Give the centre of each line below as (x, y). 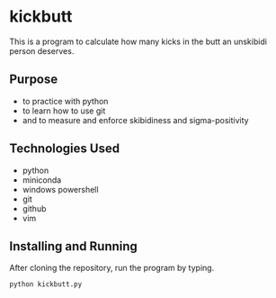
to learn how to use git (64, 111)
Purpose (34, 80)
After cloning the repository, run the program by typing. (112, 268)
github (34, 208)
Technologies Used (64, 149)
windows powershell (60, 189)
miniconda (42, 180)
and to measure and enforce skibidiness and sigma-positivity (135, 120)
